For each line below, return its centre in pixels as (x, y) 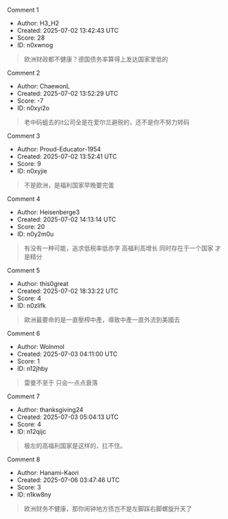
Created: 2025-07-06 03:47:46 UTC (68, 480)
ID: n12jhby (33, 369)
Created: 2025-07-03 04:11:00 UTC (67, 354)
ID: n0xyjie (32, 171)
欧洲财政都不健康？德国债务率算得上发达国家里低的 (96, 59)
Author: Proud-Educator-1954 (59, 149)
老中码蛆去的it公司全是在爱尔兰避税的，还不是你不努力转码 (106, 122)
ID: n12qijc (31, 432)
